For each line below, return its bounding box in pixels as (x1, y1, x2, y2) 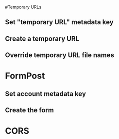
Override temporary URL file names (5, 51, 114, 60)
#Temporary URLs (5, 4, 42, 10)
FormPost (5, 70, 45, 81)
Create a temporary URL (5, 34, 79, 43)
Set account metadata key (5, 90, 86, 98)
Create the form (5, 106, 54, 114)
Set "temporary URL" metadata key (5, 18, 114, 26)
